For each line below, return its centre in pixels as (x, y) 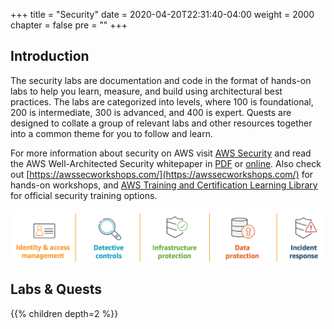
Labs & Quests (56, 289)
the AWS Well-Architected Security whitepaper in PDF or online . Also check (166, 163)
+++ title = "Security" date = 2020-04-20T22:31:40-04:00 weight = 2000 (162, 14)
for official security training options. (84, 195)
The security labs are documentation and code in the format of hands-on (161, 80)
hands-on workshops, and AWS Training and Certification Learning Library (164, 185)
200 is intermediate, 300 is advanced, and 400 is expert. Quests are (151, 112)
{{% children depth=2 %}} (64, 313)
